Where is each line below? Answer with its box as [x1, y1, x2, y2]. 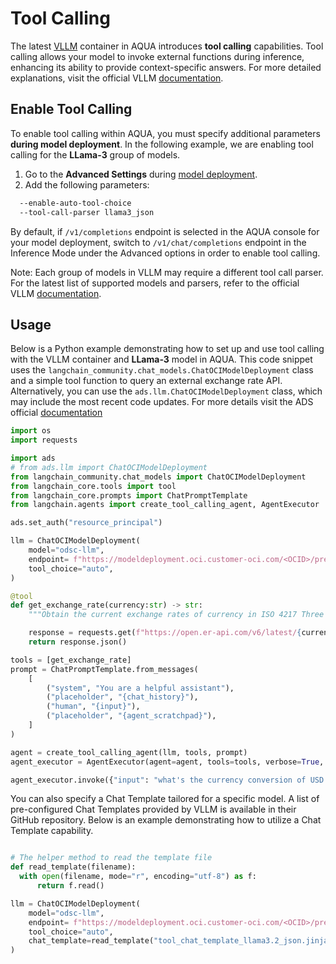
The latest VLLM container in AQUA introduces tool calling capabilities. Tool [10, 40, 324, 52]
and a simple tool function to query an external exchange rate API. [10, 375, 283, 387]
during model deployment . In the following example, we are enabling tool [10, 138, 314, 150]
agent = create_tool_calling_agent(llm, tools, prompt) [10, 747, 248, 757]
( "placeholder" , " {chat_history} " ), [46, 692, 199, 702]
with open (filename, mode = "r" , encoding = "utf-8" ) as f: [19, 872, 257, 882]
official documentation [10, 407, 103, 419]
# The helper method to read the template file [10, 853, 213, 863]
